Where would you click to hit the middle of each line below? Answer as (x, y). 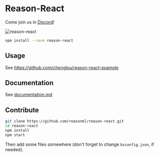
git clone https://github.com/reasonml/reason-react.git (65, 121)
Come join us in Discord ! (30, 22)
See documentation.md (29, 95)
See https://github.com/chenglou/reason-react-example (62, 67)
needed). (14, 149)
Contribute (22, 110)
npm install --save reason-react (39, 40)
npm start (15, 135)
